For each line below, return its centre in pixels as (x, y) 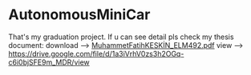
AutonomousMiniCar (79, 15)
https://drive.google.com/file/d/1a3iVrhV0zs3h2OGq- (96, 53)
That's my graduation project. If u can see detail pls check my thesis (121, 37)
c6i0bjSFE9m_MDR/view (49, 62)
